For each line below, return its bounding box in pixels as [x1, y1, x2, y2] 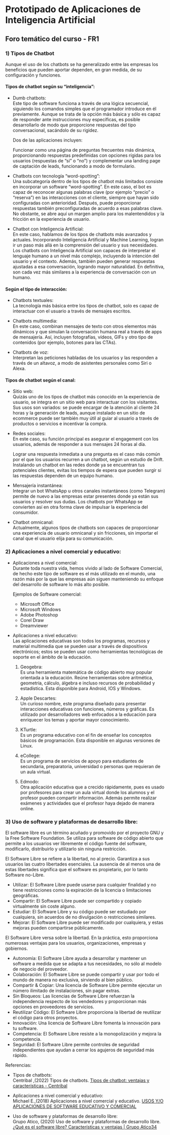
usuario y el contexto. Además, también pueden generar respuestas [12, 258, 155, 264]
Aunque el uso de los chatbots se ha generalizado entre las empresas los [5, 61, 158, 67]
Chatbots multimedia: [12, 318, 57, 324]
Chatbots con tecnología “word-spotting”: [12, 173, 100, 179]
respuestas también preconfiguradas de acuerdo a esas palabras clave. [12, 205, 163, 212]
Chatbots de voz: [12, 349, 49, 356]
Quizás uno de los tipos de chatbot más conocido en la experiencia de [12, 394, 160, 400]
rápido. [12, 1052, 28, 1058]
